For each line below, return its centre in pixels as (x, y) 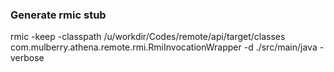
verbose (27, 58)
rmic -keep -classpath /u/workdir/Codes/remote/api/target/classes (148, 37)
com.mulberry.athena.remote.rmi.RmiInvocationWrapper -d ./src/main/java (164, 47)
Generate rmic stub (58, 15)
